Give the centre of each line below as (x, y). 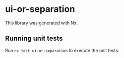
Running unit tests (34, 38)
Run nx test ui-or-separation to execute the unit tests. (62, 50)
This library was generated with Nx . (41, 23)
